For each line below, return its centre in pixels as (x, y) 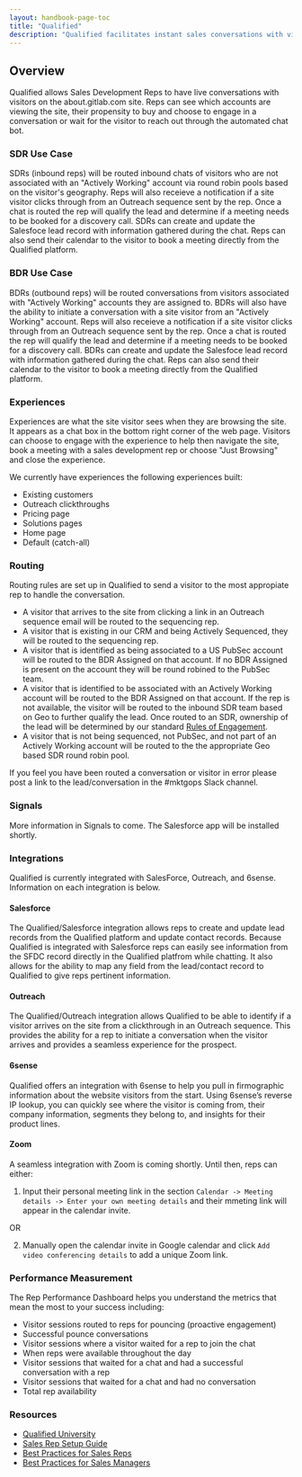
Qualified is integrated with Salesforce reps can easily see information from (149, 947)
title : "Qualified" (46, 26)
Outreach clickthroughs (66, 504)
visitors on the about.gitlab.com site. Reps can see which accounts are (140, 102)
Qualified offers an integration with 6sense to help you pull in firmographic (147, 1085)
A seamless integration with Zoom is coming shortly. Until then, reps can (143, 1164)
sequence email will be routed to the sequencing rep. (121, 622)
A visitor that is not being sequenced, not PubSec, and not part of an (149, 736)
